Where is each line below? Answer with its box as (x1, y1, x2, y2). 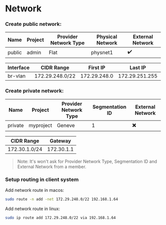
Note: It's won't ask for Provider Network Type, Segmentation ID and (17, 158, 157, 164)
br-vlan (7, 73, 26, 80)
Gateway (49, 137, 72, 144)
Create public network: (5, 21, 62, 28)
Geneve (56, 122, 75, 129)
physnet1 (91, 49, 113, 56)
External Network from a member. (17, 164, 86, 170)
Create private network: (5, 88, 64, 94)
